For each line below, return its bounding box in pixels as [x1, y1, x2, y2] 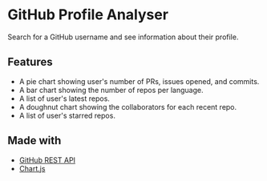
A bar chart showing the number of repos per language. [18, 85, 204, 95]
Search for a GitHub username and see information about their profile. [7, 32, 239, 42]
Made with [7, 134, 62, 147]
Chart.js [18, 163, 46, 173]
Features [7, 55, 53, 69]
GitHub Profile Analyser [7, 6, 169, 24]
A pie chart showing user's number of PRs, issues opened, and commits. [18, 76, 260, 86]
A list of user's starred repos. [18, 111, 115, 120]
